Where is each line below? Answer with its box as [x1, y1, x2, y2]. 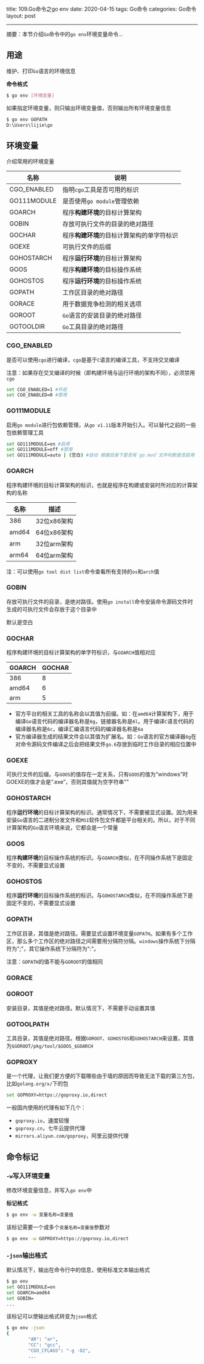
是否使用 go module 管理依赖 [63, 197, 140, 205]
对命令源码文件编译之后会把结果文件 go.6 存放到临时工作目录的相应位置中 [15, 741, 197, 748]
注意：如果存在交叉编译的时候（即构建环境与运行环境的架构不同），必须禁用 [6, 369, 195, 376]
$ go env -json [6, 1325, 45, 1331]
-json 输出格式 [6, 1251, 47, 1260]
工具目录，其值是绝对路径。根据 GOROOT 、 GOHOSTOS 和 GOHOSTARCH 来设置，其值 [6, 1035, 194, 1042]
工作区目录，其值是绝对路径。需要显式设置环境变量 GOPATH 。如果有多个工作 [6, 929, 193, 937]
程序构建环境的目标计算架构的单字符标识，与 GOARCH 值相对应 [6, 648, 156, 656]
